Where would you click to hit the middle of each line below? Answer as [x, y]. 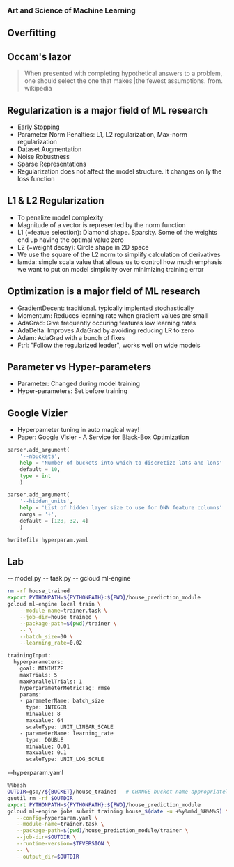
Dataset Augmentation [49, 149]
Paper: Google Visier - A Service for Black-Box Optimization [103, 437]
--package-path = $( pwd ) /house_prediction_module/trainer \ [102, 831]
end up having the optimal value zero [70, 240]
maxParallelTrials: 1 [51, 682]
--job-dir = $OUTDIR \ [46, 837]
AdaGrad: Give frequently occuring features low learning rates [107, 323]
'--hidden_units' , [46, 501]
